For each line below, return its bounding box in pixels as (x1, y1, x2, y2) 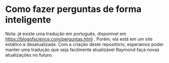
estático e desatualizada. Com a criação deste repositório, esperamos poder (5, 41, 164, 47)
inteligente (5, 14, 51, 25)
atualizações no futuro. (5, 51, 53, 58)
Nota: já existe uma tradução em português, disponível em (5, 30, 127, 36)
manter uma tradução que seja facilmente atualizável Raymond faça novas (5, 46, 159, 52)
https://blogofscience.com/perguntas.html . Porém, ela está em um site (5, 36, 153, 42)
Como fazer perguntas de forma (5, 3, 142, 15)
